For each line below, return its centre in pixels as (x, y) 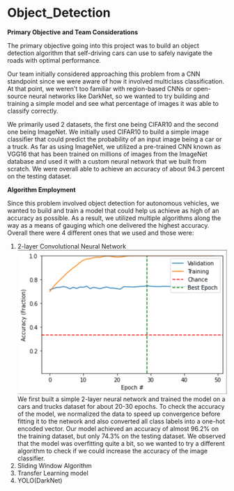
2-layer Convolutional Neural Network (72, 246)
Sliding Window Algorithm (54, 465)
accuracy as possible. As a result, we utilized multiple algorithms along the (114, 218)
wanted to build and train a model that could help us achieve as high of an (113, 210)
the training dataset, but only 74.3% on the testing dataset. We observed (122, 436)
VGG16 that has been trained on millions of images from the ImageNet (107, 154)
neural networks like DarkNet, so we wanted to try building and (119, 96)
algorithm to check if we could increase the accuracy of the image (112, 451)
